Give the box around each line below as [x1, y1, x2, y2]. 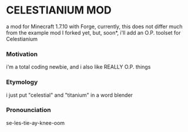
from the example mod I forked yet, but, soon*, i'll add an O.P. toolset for [6, 29, 181, 36]
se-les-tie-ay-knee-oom [6, 119, 65, 126]
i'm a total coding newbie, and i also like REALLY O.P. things [6, 63, 151, 70]
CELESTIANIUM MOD [6, 4, 112, 17]
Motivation [6, 50, 38, 58]
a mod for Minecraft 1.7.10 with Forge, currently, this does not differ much [6, 23, 183, 30]
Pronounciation [6, 106, 51, 114]
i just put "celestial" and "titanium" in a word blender [6, 92, 133, 99]
